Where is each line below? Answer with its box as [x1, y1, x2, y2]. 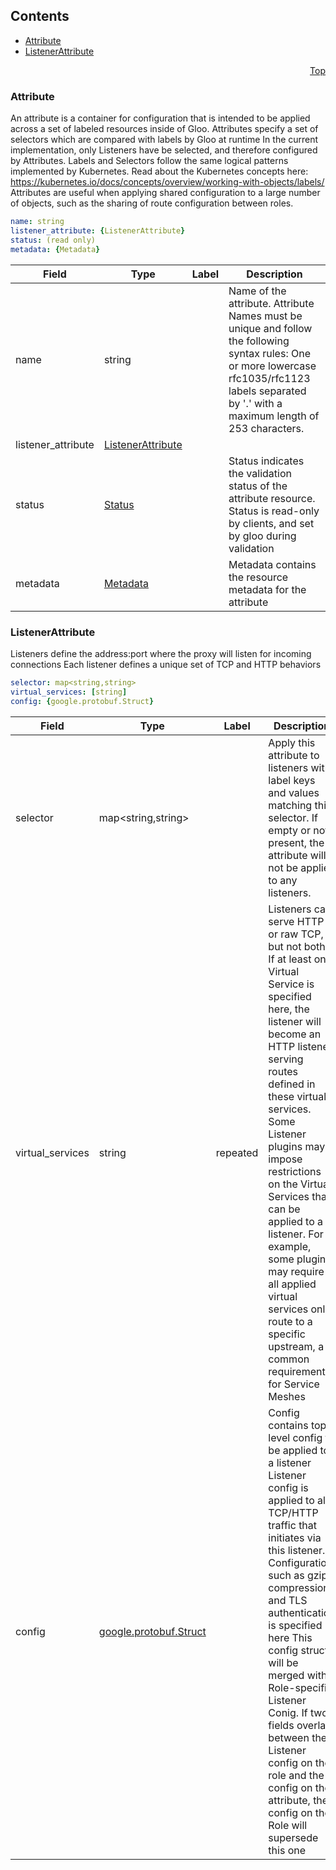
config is [268, 1480, 309, 1494]
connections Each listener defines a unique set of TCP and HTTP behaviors [10, 658, 322, 670]
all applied [268, 1277, 317, 1291]
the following [228, 334, 290, 348]
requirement [268, 1364, 326, 1378]
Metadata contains [228, 557, 317, 571]
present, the [268, 835, 325, 849]
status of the [228, 479, 288, 493]
